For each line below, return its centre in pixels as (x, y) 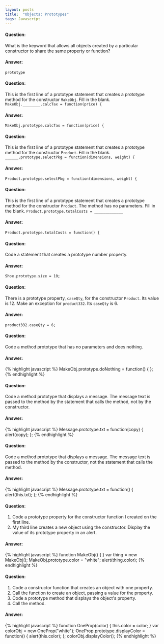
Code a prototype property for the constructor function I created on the (84, 517)
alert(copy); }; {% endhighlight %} (40, 435)
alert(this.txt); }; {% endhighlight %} (41, 495)
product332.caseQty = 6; (30, 325)
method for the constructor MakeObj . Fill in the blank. (58, 100)
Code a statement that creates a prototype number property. (66, 255)
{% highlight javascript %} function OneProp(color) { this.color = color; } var (82, 625)
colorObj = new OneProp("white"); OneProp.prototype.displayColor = (75, 631)
